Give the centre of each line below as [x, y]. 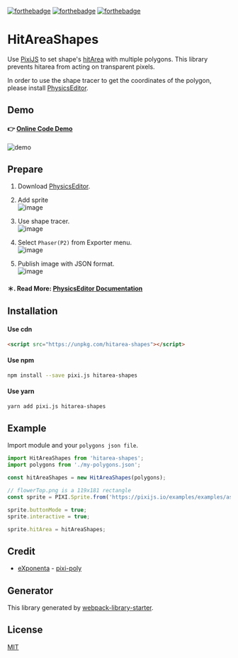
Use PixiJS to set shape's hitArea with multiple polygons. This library [108, 59]
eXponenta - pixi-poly [50, 568]
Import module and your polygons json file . [73, 446]
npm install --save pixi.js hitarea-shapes [73, 375]
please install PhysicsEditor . [48, 88]
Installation [33, 311]
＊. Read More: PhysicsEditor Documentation [75, 288]
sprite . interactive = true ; [49, 516]
